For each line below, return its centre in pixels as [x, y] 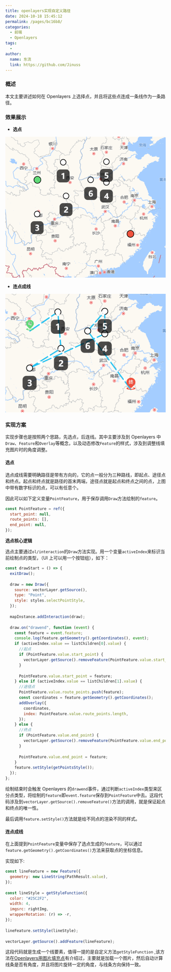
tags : [11, 43]
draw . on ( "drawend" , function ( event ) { [52, 628]
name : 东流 [21, 59]
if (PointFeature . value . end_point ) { [59, 735]
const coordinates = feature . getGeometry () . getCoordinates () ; [86, 698]
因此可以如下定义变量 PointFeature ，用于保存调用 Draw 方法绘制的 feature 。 [83, 498]
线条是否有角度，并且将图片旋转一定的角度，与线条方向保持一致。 [74, 965]
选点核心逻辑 [19, 541]
